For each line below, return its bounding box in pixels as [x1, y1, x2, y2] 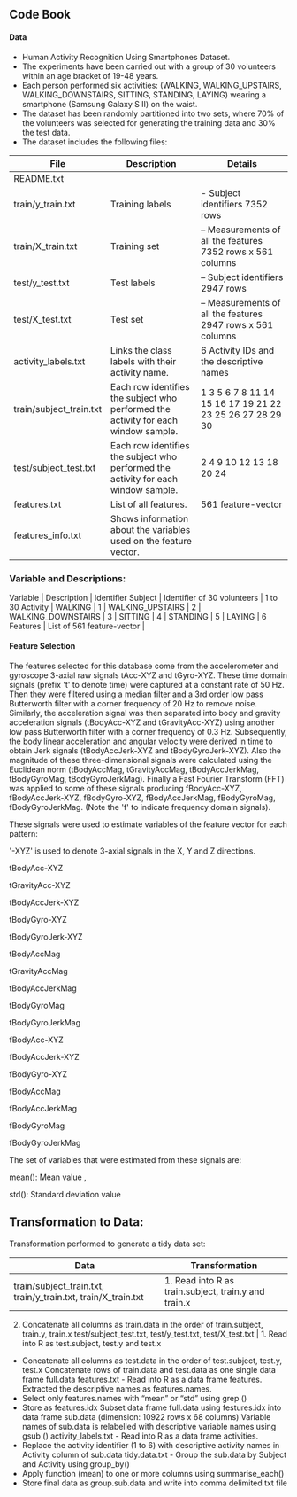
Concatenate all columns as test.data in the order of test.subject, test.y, [21, 1355, 283, 1366]
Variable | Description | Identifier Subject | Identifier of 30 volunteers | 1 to [9, 592, 278, 603]
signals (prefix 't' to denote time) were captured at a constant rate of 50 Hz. [9, 680, 285, 690]
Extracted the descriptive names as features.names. [21, 1383, 212, 1394]
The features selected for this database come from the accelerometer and [9, 660, 279, 672]
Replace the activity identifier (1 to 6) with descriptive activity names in [21, 1439, 280, 1450]
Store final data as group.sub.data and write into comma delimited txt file [21, 1478, 287, 1488]
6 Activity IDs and [200, 344, 275, 356]
